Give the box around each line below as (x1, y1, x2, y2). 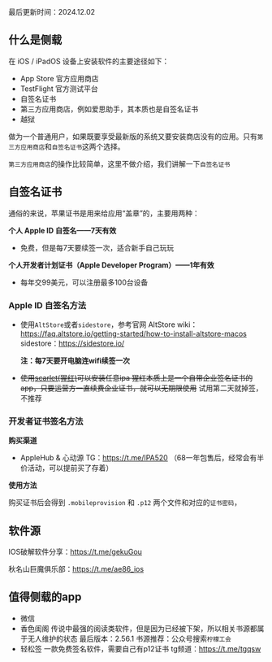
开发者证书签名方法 (8, 416, 84, 427)
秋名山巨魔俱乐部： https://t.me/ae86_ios (8, 564, 145, 574)
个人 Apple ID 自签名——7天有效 (8, 225, 117, 235)
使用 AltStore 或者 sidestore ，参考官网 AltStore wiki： (19, 320, 198, 329)
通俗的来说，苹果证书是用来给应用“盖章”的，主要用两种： (8, 208, 201, 218)
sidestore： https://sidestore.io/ (19, 338, 125, 348)
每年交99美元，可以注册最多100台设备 (19, 277, 149, 287)
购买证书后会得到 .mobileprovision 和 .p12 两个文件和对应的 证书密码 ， (8, 498, 242, 507)
